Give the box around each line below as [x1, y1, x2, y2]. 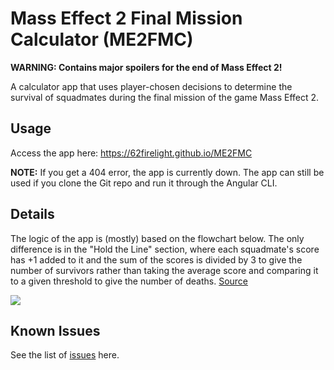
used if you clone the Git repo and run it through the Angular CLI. [10, 177, 278, 189]
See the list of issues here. [10, 349, 120, 361]
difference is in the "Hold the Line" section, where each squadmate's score [10, 243, 320, 255]
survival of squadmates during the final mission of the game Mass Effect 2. [10, 91, 320, 103]
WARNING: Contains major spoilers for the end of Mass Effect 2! [10, 61, 283, 73]
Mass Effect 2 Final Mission [10, 7, 243, 30]
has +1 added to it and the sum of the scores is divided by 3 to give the [10, 253, 303, 266]
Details [10, 206, 55, 223]
